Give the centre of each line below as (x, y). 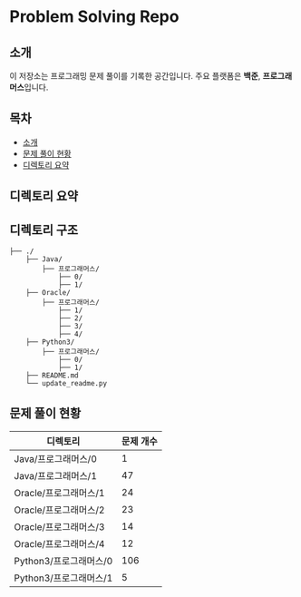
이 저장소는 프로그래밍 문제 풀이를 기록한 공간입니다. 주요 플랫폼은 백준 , (135, 76)
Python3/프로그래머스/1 (63, 578)
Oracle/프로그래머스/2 (59, 510)
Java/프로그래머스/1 (56, 475)
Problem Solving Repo (94, 17)
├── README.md (52, 376)
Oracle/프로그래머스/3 (59, 526)
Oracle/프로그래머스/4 (59, 543)
